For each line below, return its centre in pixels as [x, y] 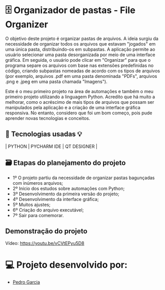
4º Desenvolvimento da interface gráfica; [56, 199]
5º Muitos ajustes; [31, 204]
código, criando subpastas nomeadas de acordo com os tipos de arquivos [83, 71]
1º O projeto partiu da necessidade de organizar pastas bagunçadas [84, 178]
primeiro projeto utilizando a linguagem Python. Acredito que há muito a [80, 97]
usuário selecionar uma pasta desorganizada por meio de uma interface [80, 55]
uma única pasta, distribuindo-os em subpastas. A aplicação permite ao [80, 49]
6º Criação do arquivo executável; [48, 210]
